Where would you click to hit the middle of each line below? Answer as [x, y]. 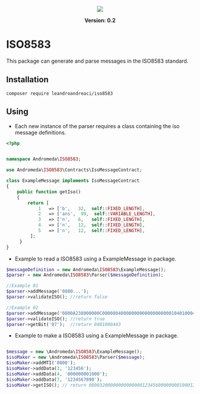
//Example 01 [22, 286]
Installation [27, 80]
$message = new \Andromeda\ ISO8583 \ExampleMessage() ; [74, 352]
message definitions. [40, 132]
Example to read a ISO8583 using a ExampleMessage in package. [96, 259]
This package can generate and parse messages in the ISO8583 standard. [97, 61]
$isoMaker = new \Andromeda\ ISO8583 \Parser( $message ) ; [76, 358]
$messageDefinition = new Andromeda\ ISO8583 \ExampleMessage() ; [86, 269]
